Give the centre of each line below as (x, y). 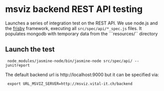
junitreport (17, 65)
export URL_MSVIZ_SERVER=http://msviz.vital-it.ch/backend (70, 83)
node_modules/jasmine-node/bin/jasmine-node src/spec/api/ (70, 61)
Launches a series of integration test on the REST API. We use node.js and (82, 23)
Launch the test (30, 49)
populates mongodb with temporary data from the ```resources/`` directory (82, 33)
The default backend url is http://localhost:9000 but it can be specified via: (82, 74)
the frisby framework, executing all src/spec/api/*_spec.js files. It (74, 28)
